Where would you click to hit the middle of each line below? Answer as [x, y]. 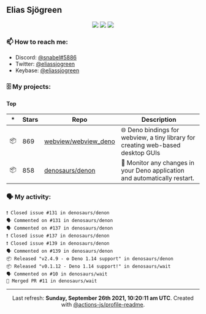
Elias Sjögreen [34, 10]
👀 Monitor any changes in [158, 163]
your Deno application [153, 171]
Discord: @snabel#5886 [46, 58]
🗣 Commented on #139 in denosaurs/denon [60, 251]
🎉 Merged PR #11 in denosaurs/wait [52, 281]
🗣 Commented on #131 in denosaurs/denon [60, 220]
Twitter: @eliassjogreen [45, 64]
